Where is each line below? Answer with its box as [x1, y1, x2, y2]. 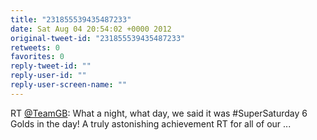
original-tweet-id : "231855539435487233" [10, 33, 186, 43]
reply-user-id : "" [10, 71, 87, 81]
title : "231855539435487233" [10, 14, 132, 25]
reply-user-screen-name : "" [10, 80, 128, 90]
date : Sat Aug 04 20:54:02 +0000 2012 [10, 24, 172, 34]
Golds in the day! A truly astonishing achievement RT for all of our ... [10, 117, 292, 130]
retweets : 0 [10, 42, 60, 53]
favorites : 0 [10, 52, 65, 62]
